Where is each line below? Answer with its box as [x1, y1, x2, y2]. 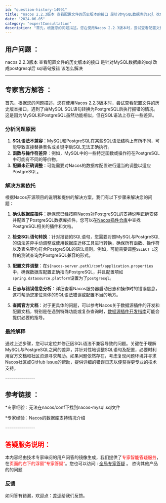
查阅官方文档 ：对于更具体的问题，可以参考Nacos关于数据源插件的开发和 [12, 302, 160, 309]
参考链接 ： [5, 390, 40, 399]
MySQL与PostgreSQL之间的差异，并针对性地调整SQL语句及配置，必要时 [5, 347, 153, 352]
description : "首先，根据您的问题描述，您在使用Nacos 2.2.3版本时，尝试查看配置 [5, 26, 157, 31]
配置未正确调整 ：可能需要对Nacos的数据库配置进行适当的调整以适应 [12, 162, 151, 168]
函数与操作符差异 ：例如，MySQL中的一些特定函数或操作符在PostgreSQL [12, 150, 160, 156]
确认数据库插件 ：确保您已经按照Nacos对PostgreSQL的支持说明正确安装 [12, 211, 158, 217]
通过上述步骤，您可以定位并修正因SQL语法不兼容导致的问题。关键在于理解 [5, 340, 157, 346]
